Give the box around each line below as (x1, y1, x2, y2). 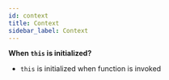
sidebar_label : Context (8, 26, 89, 34)
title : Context (8, 19, 60, 27)
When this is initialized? (8, 49, 92, 58)
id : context (8, 11, 49, 20)
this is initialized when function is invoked (19, 64, 162, 74)
